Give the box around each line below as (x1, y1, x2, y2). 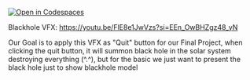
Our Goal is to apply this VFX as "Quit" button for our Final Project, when (8, 38, 243, 47)
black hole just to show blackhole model (8, 63, 138, 72)
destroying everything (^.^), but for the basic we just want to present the (8, 55, 241, 64)
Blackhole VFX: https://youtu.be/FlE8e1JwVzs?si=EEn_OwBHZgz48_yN (8, 23, 238, 31)
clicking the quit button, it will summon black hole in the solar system (8, 46, 232, 55)
